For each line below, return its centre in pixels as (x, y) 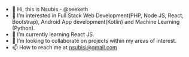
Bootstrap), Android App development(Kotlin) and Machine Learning (96, 22)
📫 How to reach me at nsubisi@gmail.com (65, 47)
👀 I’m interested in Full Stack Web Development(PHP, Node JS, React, (97, 15)
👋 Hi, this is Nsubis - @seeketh (50, 9)
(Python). (23, 28)
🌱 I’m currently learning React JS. (53, 34)
